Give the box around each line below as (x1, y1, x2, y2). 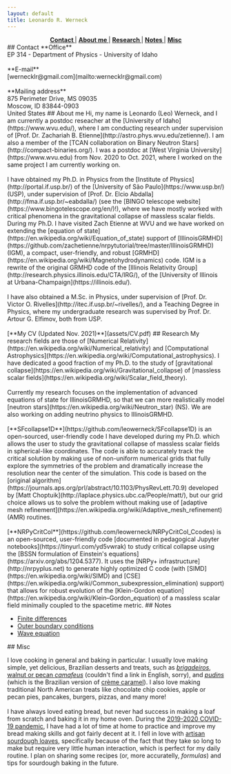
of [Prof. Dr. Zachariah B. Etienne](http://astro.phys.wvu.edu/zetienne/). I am (7, 131, 225, 139)
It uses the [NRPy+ (104, 557, 158, 565)
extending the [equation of (7, 226, 83, 235)
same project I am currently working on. (7, 160, 121, 169)
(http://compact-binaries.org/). (7, 146, 94, 154)
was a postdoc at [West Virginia (99, 146, 190, 154)
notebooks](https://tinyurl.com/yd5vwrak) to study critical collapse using (7, 542, 215, 550)
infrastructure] (159, 557, 201, 565)
